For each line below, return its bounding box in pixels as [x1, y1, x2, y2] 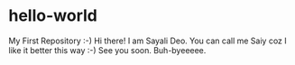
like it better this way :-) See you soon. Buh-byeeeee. [8, 44, 207, 55]
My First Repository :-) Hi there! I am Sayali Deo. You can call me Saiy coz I [8, 35, 288, 46]
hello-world [8, 5, 98, 26]
